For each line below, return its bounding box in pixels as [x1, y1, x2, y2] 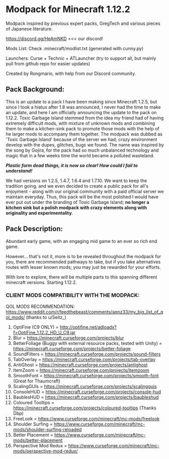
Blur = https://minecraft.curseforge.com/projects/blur [13, 335, 124, 341]
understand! [6, 167, 33, 173]
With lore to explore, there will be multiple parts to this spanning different [6, 274, 157, 280]
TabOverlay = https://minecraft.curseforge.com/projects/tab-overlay [13, 356, 156, 362]
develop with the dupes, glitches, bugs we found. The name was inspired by [6, 142, 164, 148]
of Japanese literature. [6, 25, 53, 31]
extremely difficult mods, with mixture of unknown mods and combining [6, 120, 155, 126]
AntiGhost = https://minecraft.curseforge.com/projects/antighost [13, 362, 148, 368]
